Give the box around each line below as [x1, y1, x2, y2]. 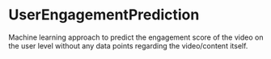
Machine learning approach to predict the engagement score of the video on [8, 32, 264, 42]
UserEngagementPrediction [8, 6, 200, 24]
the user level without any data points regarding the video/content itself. [8, 40, 248, 50]
